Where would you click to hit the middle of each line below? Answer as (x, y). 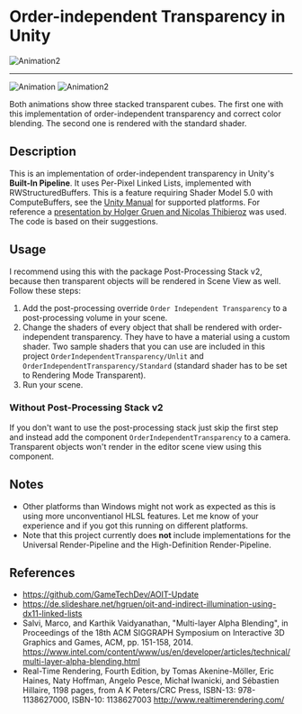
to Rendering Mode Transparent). (84, 375)
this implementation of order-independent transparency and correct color (145, 114)
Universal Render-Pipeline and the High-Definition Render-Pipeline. (147, 545)
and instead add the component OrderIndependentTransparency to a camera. (150, 437)
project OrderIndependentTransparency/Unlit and (113, 356)
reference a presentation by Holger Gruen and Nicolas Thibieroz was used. (148, 211)
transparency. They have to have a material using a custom (181, 336)
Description (43, 152)
